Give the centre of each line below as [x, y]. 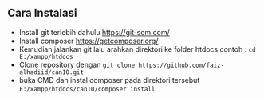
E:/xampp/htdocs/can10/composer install [87, 89]
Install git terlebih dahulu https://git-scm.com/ [95, 32]
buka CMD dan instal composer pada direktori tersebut [109, 80]
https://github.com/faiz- [181, 65]
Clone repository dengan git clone [77, 64]
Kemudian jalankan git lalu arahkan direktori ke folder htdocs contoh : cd [137, 49]
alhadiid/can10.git [51, 72]
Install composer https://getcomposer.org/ [89, 41]
